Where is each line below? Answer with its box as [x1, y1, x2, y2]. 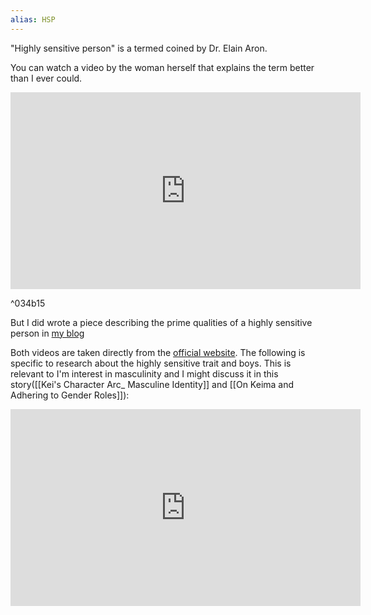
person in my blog [10, 327, 85, 339]
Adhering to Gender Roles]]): [10, 389, 130, 401]
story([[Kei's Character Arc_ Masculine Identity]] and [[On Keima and [10, 378, 295, 390]
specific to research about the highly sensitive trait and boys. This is [10, 357, 292, 369]
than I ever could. [10, 72, 83, 84]
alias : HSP [10, 14, 56, 25]
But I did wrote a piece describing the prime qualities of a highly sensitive [10, 316, 313, 328]
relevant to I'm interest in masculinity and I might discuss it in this [10, 367, 279, 380]
